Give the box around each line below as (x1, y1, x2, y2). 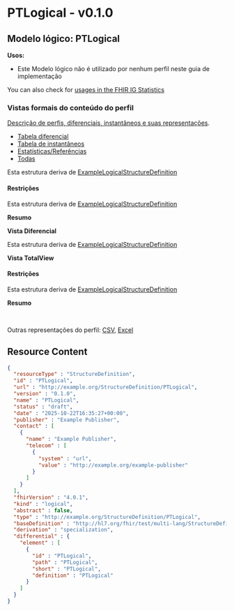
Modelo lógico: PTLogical (7, 33, 120, 45)
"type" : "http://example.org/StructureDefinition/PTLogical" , (13, 513, 201, 520)
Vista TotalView (7, 253, 54, 262)
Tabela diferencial (17, 133, 69, 141)
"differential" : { (13, 533, 70, 540)
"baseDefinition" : (13, 520, 70, 527)
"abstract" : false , (13, 507, 73, 514)
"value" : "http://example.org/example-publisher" (38, 462, 189, 469)
